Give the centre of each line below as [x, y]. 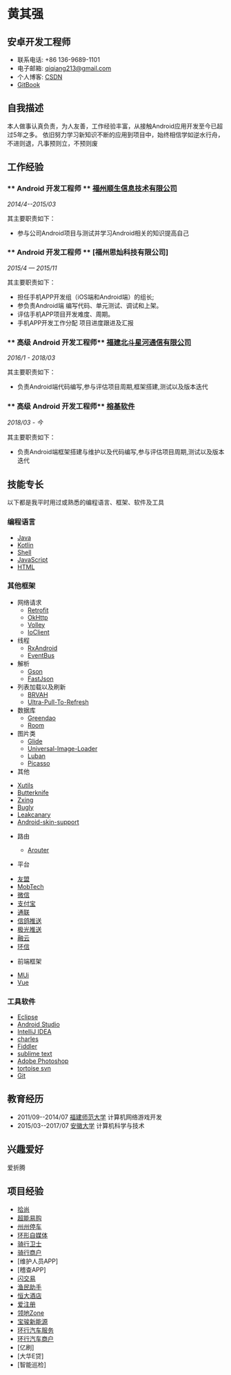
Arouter [38, 850]
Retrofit [38, 610]
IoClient [38, 632]
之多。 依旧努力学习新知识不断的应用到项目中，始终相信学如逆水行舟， [123, 135]
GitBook [28, 85]
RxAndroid [42, 648]
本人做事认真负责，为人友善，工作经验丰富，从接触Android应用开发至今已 [112, 126]
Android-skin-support [48, 821]
